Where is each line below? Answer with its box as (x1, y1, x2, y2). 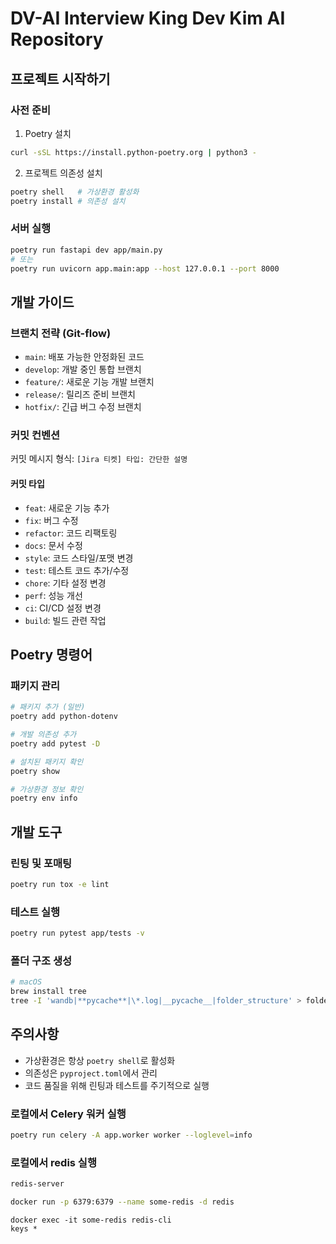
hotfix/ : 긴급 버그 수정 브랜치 (24, 401, 142, 413)
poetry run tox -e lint (10, 879, 110, 889)
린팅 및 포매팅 (10, 856, 73, 870)
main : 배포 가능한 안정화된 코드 (24, 351, 145, 363)
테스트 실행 (10, 905, 61, 919)
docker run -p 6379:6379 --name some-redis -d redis (10, 1197, 235, 1207)
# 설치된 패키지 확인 (10, 757, 84, 767)
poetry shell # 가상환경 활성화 (10, 187, 140, 197)
